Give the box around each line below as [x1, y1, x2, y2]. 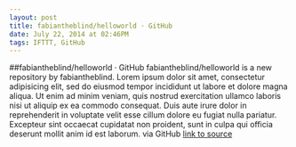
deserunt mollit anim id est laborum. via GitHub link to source [9, 128, 233, 139]
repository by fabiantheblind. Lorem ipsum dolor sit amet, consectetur [9, 72, 265, 83]
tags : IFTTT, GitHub [9, 37, 86, 47]
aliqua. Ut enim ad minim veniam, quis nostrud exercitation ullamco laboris [9, 91, 282, 102]
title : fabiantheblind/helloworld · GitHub [9, 21, 173, 30]
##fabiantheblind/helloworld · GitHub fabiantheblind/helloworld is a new [9, 62, 273, 73]
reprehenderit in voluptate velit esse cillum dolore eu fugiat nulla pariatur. [9, 110, 277, 120]
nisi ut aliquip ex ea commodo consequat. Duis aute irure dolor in [9, 100, 247, 111]
